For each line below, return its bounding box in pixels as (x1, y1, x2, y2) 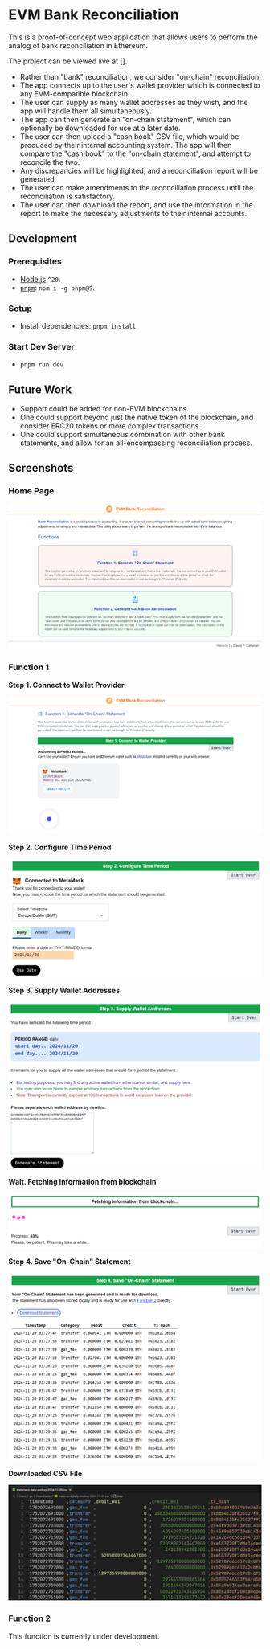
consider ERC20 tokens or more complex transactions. (19, 421, 201, 431)
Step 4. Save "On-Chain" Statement (8, 1256, 131, 1266)
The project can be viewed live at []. (8, 56, 128, 66)
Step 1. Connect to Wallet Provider (8, 680, 125, 689)
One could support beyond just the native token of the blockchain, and (19, 412, 254, 423)
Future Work (8, 383, 72, 396)
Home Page (8, 485, 55, 497)
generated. (19, 174, 57, 184)
